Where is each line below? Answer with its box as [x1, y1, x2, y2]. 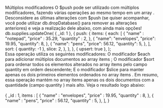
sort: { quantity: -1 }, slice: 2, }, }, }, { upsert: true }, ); [5, 46, 111, 52]
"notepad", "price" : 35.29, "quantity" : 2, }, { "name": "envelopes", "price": [5, 36, 156, 41]
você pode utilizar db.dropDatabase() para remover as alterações [5, 20, 137, 26]
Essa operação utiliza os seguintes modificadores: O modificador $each [5, 51, 151, 57]
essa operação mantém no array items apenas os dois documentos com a [5, 77, 154, 83]
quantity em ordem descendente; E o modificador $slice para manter [5, 67, 144, 72]
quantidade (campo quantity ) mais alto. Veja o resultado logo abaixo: [5, 82, 145, 88]
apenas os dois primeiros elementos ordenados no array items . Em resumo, [5, 72, 159, 77]
